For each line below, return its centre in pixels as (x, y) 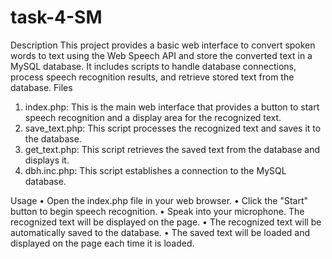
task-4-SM (56, 17)
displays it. (47, 160)
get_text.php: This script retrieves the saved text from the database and (172, 149)
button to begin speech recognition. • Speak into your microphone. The (157, 211)
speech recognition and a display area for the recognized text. (153, 117)
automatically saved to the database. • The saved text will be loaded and (160, 232)
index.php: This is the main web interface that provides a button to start (172, 107)
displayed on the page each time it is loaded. (102, 243)
